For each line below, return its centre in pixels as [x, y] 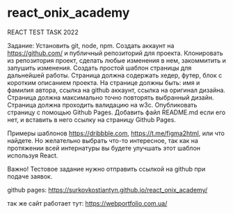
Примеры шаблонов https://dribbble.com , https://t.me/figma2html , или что [116, 133]
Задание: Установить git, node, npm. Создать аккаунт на [91, 45]
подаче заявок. [30, 176]
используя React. [33, 155]
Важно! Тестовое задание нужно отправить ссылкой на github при [106, 169]
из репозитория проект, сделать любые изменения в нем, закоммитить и [116, 60]
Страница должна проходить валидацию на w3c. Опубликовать [102, 105]
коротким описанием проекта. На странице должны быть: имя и [104, 82]
